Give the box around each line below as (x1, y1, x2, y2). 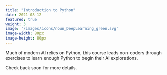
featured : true (5, 17, 37, 22)
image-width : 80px (5, 31, 44, 36)
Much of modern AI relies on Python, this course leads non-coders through (5, 49, 162, 56)
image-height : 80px (5, 36, 47, 41)
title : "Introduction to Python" (5, 7, 76, 13)
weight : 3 (5, 21, 26, 27)
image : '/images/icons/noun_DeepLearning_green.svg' (5, 26, 119, 31)
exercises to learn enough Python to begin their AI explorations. (5, 55, 138, 61)
